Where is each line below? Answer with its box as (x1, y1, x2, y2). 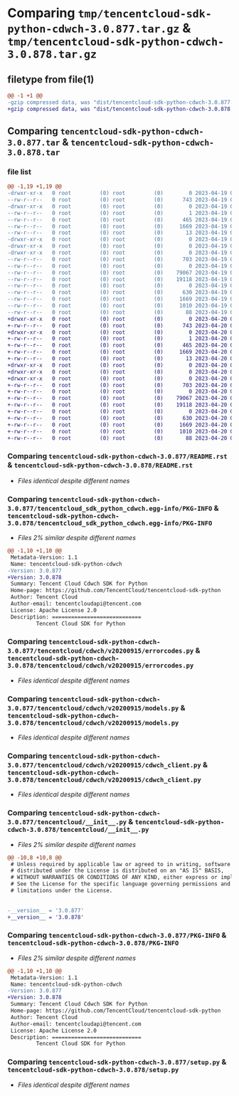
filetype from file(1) (7, 73, 95, 85)
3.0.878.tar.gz (7, 48, 97, 61)
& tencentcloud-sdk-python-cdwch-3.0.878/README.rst (7, 460, 193, 470)
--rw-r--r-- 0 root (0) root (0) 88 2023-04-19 (7, 308, 228, 316)
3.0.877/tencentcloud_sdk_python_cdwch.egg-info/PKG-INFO (7, 504, 213, 512)
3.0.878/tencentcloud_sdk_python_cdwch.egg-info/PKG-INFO (7, 519, 213, 527)
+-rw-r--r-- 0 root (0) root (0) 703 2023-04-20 (7, 381, 228, 389)
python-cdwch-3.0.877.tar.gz (7, 23, 180, 36)
